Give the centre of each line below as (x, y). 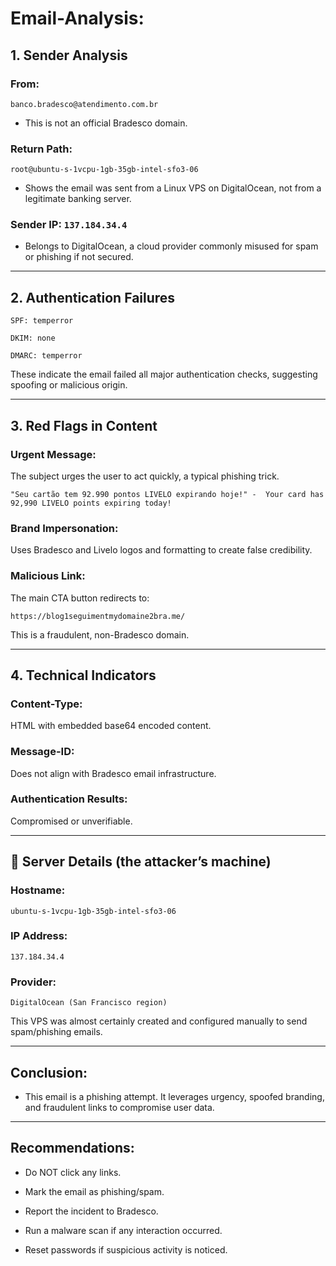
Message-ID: (42, 752)
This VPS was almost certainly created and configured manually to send (159, 1021)
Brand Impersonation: (64, 528)
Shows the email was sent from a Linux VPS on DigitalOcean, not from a (173, 188)
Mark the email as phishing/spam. (94, 1191)
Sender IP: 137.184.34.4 (69, 225)
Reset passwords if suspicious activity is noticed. (126, 1249)
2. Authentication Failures (93, 297)
